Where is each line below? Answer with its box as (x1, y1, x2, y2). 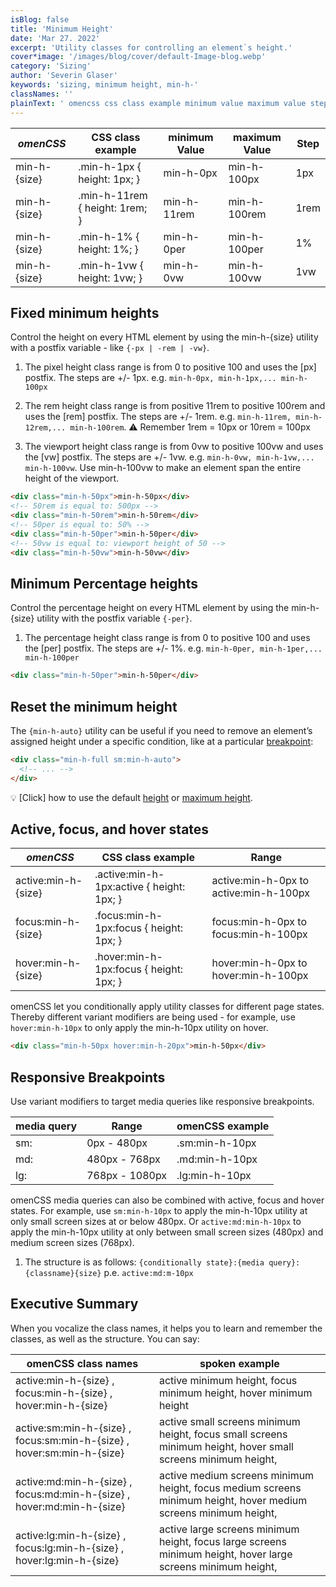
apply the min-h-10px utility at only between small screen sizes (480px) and (10, 1226, 324, 1238)
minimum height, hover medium (158, 1493, 308, 1507)
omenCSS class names (26, 1356, 139, 1370)
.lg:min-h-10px (176, 1169, 252, 1183)
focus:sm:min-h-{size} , (15, 1433, 130, 1447)
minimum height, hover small (158, 1439, 294, 1453)
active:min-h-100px (211, 886, 310, 900)
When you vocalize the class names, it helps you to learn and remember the (10, 1322, 323, 1334)
